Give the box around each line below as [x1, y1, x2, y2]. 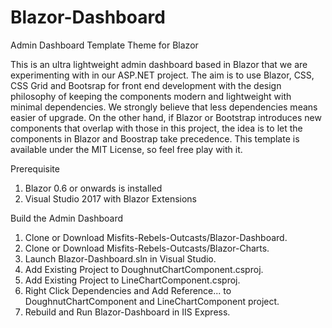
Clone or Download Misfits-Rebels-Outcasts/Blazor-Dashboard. [24, 231, 288, 243]
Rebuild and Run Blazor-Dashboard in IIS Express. [24, 306, 231, 318]
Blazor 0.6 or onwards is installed [24, 182, 163, 194]
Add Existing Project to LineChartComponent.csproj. [24, 274, 241, 286]
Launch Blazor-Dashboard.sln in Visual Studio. [24, 252, 217, 265]
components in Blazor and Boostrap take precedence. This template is [10, 132, 300, 145]
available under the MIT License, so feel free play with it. [10, 143, 243, 155]
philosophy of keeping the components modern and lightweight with [10, 90, 292, 102]
